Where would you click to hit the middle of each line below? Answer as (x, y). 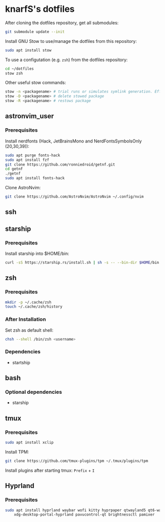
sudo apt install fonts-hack (35, 178)
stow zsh (14, 73)
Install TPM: (17, 452)
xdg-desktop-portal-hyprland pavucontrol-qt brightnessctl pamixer (84, 515)
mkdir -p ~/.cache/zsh (28, 302)
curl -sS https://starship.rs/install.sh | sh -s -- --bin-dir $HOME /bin (82, 262)
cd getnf (14, 169)
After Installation (26, 319)
